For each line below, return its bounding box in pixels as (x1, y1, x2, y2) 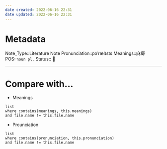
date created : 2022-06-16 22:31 (5, 7, 72, 12)
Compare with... (5, 78, 74, 90)
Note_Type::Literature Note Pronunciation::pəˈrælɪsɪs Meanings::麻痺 (5, 50, 145, 56)
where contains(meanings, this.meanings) (5, 109, 92, 114)
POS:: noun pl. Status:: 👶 (5, 56, 56, 62)
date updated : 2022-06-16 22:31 (5, 12, 72, 17)
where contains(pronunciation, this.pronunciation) (5, 136, 114, 141)
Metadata (5, 33, 46, 45)
